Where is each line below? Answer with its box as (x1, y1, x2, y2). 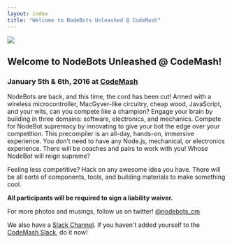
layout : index (7, 10, 49, 17)
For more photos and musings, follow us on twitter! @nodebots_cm (7, 207, 201, 216)
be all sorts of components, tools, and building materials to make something (7, 172, 226, 182)
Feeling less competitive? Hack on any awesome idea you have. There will (7, 165, 221, 174)
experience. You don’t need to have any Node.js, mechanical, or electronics (7, 137, 225, 145)
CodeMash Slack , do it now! (7, 228, 89, 237)
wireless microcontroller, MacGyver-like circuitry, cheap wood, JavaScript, (7, 100, 222, 108)
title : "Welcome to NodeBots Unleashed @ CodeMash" (7, 17, 161, 24)
